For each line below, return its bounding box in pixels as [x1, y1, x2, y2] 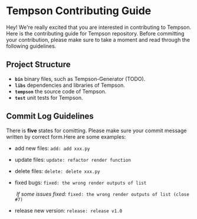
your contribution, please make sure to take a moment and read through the [6, 36, 191, 43]
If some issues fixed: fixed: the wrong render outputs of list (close [16, 190, 190, 197]
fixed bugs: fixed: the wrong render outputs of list [14, 179, 147, 186]
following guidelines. [6, 43, 57, 50]
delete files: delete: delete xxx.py [14, 167, 100, 175]
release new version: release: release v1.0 [14, 207, 123, 214]
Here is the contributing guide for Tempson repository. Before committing [6, 30, 185, 37]
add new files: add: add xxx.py [14, 145, 90, 152]
